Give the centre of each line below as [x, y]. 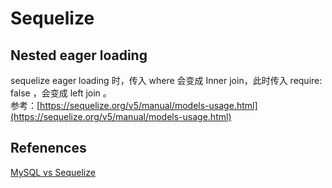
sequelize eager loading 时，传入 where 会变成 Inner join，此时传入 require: [166, 80]
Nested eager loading [79, 55]
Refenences [48, 148]
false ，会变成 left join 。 [61, 93]
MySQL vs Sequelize [53, 172]
